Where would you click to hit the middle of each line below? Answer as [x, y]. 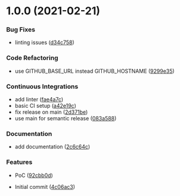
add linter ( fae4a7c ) [39, 99]
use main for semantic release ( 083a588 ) [66, 119]
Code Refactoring [32, 58]
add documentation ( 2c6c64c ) [52, 147]
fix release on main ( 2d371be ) [51, 112]
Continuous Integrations [42, 86]
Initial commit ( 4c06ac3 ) [45, 186]
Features [19, 162]
